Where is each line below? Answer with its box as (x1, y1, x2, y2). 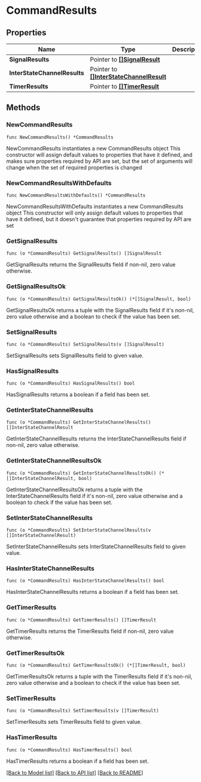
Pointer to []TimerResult (90, 82, 160, 90)
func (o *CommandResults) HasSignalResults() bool (6, 381, 135, 387)
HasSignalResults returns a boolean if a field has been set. (6, 391, 150, 398)
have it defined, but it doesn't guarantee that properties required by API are (6, 215, 191, 222)
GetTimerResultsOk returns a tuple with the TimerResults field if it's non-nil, (6, 672, 193, 680)
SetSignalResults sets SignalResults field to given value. (6, 352, 144, 359)
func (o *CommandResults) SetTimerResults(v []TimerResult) (6, 708, 160, 714)
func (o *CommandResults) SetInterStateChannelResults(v (6, 527, 151, 533)
